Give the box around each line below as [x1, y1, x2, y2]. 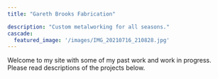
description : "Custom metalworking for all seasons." [7, 23, 170, 31]
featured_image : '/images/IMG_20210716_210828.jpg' [13, 36, 170, 43]
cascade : [7, 30, 33, 37]
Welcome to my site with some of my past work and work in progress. [7, 56, 212, 65]
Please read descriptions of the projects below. [7, 63, 146, 72]
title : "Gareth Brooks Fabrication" [7, 10, 116, 18]
